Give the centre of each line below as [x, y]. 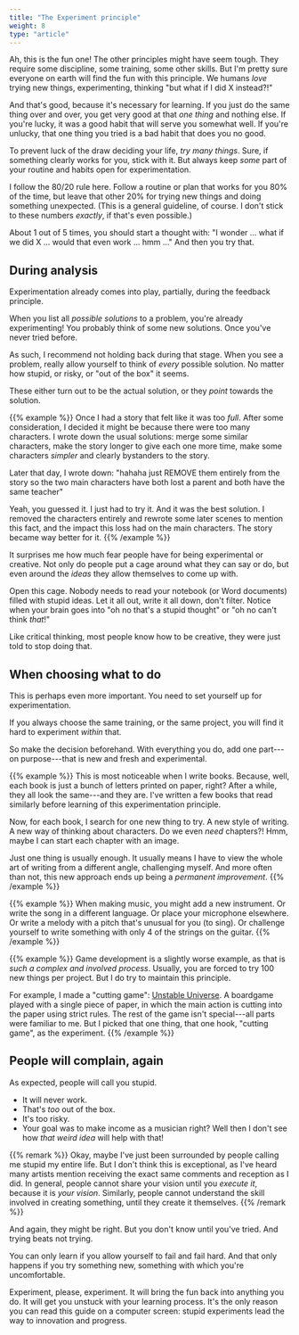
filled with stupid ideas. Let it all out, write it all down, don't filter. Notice [140, 601]
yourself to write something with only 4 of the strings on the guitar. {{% [140, 932]
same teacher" [36, 492]
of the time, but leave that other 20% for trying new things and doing [135, 196]
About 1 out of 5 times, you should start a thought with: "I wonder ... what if [147, 233]
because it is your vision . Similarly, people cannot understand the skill [137, 1192]
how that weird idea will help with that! [93, 1137]
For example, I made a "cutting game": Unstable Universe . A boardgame [141, 995]
